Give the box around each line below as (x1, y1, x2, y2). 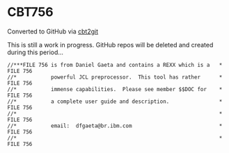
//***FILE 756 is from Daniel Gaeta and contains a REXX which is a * (7, 61, 223, 68)
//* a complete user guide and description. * (7, 98, 223, 105)
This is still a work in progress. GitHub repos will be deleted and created (7, 40, 214, 49)
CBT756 (7, 4, 54, 20)
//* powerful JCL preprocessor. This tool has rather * (7, 74, 223, 81)
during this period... (7, 48, 64, 56)
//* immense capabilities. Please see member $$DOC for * (7, 86, 223, 92)
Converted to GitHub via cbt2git (7, 27, 99, 35)
